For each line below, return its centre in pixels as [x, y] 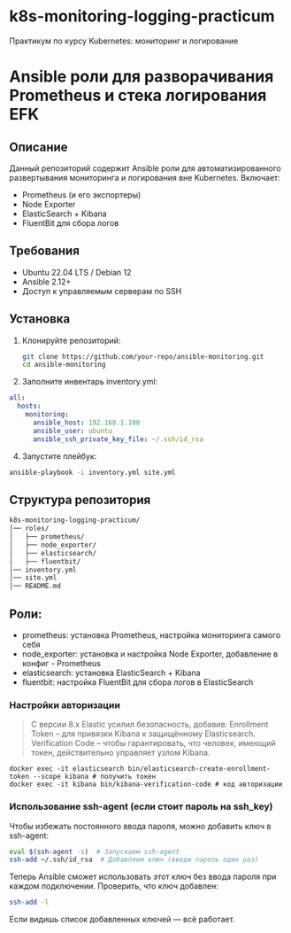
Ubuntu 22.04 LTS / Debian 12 [77, 272]
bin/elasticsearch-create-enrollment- [199, 769]
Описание [38, 147]
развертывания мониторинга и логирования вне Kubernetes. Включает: [145, 177]
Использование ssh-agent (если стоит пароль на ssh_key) [141, 806]
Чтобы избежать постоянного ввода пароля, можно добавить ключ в [140, 826]
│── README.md [35, 587]
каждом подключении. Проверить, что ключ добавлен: [114, 886]
